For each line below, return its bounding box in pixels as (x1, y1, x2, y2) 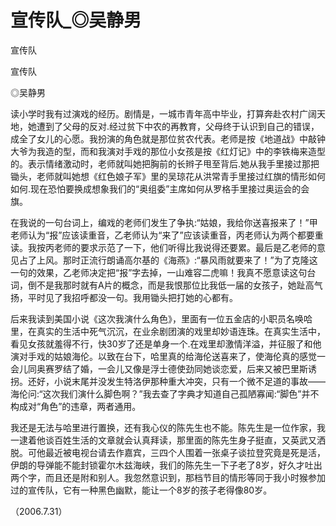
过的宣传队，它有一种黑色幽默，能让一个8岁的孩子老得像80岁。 (10, 484, 273, 496)
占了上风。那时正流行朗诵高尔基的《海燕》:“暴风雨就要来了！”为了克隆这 (18, 254, 318, 266)
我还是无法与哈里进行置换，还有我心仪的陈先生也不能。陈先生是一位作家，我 (10, 421, 326, 433)
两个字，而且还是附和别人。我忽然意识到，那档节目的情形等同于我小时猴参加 (10, 471, 326, 483)
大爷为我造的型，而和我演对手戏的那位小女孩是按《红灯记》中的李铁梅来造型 (10, 145, 326, 157)
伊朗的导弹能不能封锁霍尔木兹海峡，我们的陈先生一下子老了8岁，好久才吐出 (10, 459, 323, 471)
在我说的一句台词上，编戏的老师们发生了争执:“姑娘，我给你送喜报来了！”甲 (10, 216, 318, 228)
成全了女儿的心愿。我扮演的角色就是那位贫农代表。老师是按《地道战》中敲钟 (10, 132, 326, 145)
